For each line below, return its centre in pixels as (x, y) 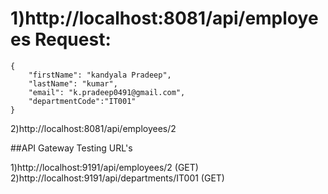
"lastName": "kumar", (73, 83)
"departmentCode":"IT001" (82, 101)
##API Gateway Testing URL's (71, 148)
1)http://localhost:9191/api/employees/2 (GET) (104, 167)
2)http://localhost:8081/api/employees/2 (93, 128)
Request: (73, 39)
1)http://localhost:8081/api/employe (164, 18)
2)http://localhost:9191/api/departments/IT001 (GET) (117, 178)
